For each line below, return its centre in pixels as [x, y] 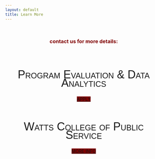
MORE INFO [84, 151]
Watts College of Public [84, 127]
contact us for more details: [84, 41]
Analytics [84, 83]
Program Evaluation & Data [84, 75]
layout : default [22, 10]
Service [84, 135]
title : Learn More [24, 14]
